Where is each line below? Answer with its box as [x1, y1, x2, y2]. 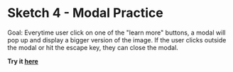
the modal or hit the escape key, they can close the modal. [7, 43, 179, 52]
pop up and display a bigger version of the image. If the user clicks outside [7, 35, 227, 44]
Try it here [7, 56, 39, 65]
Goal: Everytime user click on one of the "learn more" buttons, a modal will [7, 28, 226, 37]
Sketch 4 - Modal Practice [7, 5, 163, 21]
